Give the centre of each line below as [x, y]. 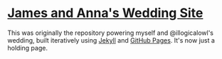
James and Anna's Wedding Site [105, 13]
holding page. [28, 48]
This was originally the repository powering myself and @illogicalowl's [111, 33]
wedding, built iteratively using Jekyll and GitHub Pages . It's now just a [111, 40]
